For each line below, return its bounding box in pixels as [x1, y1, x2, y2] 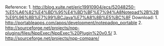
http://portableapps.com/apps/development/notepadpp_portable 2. [5, 20, 142, 25]
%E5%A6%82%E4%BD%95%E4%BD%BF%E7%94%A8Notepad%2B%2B [5, 9, 159, 15]
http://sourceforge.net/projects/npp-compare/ [5, 35, 100, 41]
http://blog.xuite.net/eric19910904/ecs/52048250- [33, 4, 136, 10]
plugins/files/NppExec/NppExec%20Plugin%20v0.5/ [5, 30, 113, 36]
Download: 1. [132, 15, 159, 20]
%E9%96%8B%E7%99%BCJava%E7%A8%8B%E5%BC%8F [5, 15, 131, 20]
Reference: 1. [5, 4, 32, 10]
